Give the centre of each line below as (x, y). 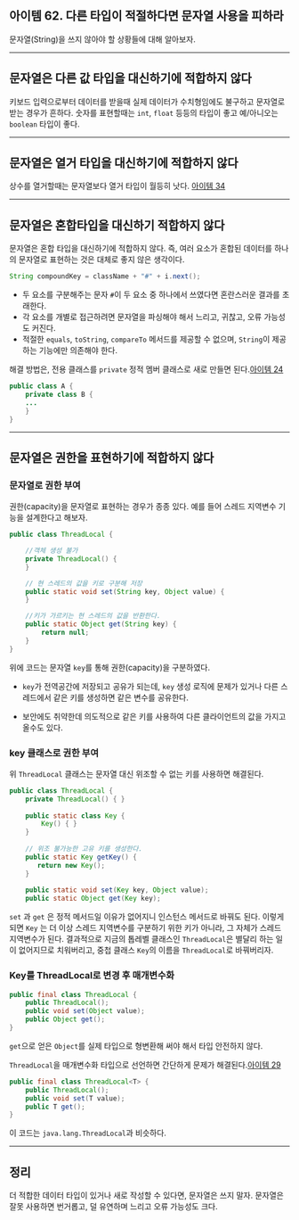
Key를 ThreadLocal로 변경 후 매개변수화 (92, 976)
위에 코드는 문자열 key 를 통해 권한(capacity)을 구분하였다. (110, 667)
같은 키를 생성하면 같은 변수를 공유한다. (121, 697)
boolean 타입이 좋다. (44, 124)
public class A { (41, 386)
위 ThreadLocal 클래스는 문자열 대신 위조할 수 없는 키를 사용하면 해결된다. (137, 773)
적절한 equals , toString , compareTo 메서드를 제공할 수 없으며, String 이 (146, 339)
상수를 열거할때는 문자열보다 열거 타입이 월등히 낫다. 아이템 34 (117, 186)
